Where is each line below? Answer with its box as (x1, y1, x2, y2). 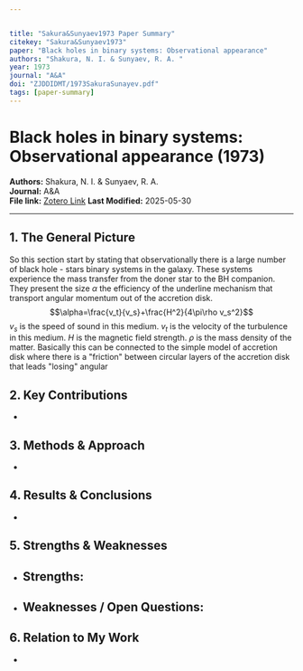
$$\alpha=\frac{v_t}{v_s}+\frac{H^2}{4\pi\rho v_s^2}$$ (49, 307, 254, 317)
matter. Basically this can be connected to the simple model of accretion (9, 342, 278, 353)
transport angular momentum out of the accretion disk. (9, 292, 214, 303)
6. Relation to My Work (9, 630, 140, 646)
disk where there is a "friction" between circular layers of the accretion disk (9, 352, 290, 363)
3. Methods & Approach (9, 438, 146, 453)
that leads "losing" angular (9, 361, 108, 372)
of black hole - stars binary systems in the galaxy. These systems (9, 263, 253, 274)
